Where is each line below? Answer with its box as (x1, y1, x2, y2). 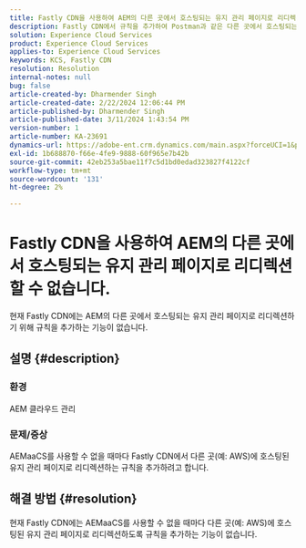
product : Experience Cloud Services (9, 38, 148, 48)
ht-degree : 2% (9, 183, 64, 192)
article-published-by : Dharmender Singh (9, 107, 166, 116)
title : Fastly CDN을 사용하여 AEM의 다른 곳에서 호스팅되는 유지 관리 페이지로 (9, 13, 274, 23)
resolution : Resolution (9, 65, 100, 74)
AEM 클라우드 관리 (9, 403, 76, 414)
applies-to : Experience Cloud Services (9, 47, 161, 57)
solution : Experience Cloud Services (9, 30, 153, 39)
